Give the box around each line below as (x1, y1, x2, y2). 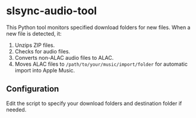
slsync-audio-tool (6, 4, 97, 18)
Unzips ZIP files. (14, 42, 55, 49)
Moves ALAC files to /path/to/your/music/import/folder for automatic (14, 60, 188, 68)
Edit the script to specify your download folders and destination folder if (6, 100, 182, 107)
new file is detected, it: (6, 30, 62, 37)
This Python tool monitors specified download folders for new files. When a (6, 24, 191, 31)
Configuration (6, 84, 59, 94)
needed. (6, 106, 27, 113)
